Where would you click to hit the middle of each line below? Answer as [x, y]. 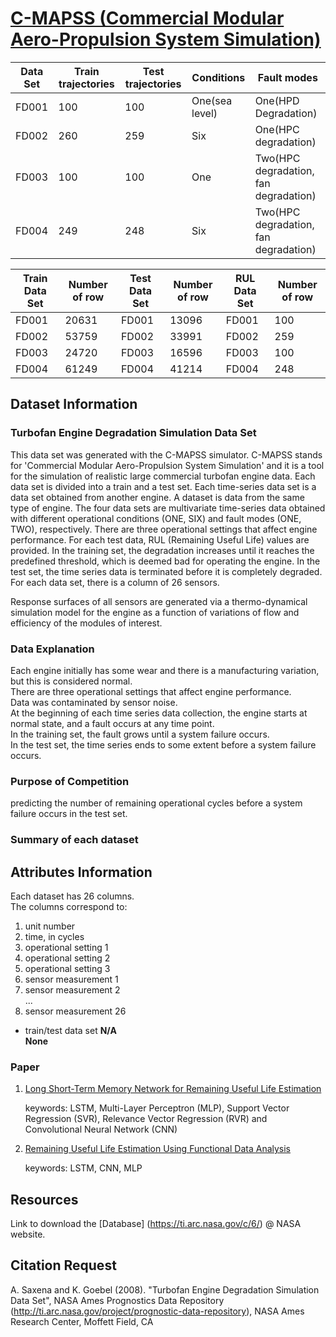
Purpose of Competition [70, 781]
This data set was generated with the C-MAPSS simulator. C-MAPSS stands [166, 454]
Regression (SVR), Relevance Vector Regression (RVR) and [146, 1119]
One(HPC [277, 129]
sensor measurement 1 [71, 979]
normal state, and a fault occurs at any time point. [112, 723]
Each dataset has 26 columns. [72, 896]
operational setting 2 [67, 958]
